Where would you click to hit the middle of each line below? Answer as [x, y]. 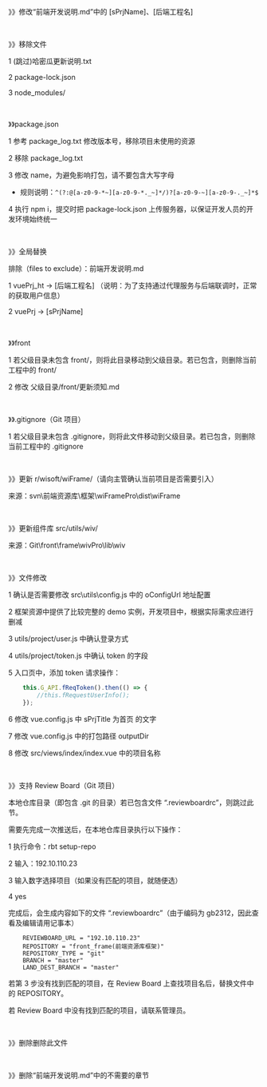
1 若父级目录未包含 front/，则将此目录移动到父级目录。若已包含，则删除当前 [133, 360]
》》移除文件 [27, 44]
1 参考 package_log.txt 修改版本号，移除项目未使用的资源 [102, 141]
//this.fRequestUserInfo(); [83, 695]
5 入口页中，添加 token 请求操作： [65, 673]
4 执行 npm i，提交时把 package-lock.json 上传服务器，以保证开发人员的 [128, 209]
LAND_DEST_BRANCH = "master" [71, 967]
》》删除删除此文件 [38, 1042]
